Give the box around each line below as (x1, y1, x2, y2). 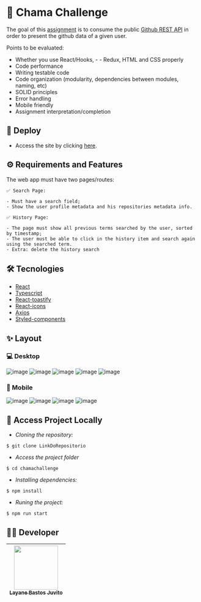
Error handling (15, 95, 51, 102)
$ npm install (6, 488, 43, 494)
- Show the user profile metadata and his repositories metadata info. (6, 204, 192, 210)
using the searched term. (6, 241, 72, 247)
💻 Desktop (6, 351, 40, 360)
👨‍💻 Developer (6, 527, 59, 537)
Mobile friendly (15, 101, 54, 109)
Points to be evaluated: (6, 44, 64, 51)
